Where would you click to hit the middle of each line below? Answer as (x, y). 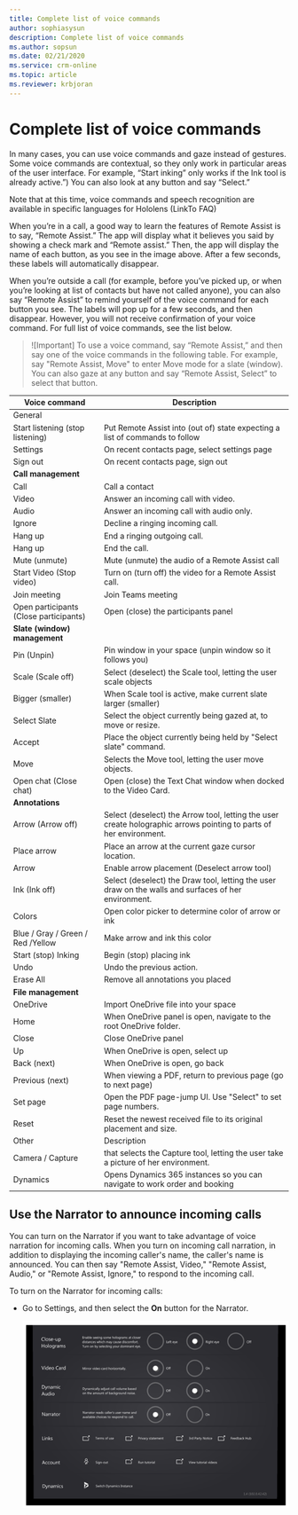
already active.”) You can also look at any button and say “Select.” (129, 182)
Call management (46, 474)
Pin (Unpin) (34, 655)
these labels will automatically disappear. (84, 263)
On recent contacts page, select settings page (188, 449)
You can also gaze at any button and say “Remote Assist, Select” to (154, 373)
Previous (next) (41, 1080)
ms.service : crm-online (53, 66)
